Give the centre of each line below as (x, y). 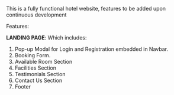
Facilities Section (35, 68)
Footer (23, 87)
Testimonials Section (40, 74)
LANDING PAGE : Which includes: (46, 37)
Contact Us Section (38, 80)
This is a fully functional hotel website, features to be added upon (86, 9)
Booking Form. (33, 55)
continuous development (36, 15)
